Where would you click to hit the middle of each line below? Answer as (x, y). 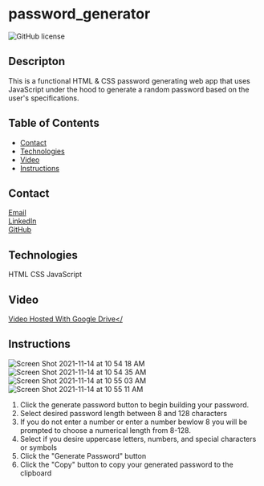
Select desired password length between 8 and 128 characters (123, 413)
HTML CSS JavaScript (45, 275)
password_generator (79, 14)
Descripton (37, 61)
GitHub (20, 230)
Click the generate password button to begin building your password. (134, 404)
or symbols (39, 447)
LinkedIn (22, 221)
